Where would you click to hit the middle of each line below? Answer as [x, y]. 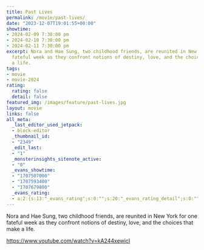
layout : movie [24, 108]
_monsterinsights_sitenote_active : [57, 159]
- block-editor [31, 131]
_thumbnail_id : [31, 137]
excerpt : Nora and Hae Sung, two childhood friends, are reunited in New [102, 52]
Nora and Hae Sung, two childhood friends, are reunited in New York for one [102, 216]
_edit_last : [27, 148]
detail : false [29, 97]
